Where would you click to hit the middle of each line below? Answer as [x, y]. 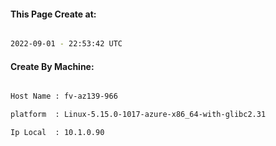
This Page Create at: [53, 14]
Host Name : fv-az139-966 [64, 96]
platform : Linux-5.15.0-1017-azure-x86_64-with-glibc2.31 [138, 115]
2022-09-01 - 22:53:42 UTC [66, 44]
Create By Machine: [52, 66]
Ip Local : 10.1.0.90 [57, 133]
